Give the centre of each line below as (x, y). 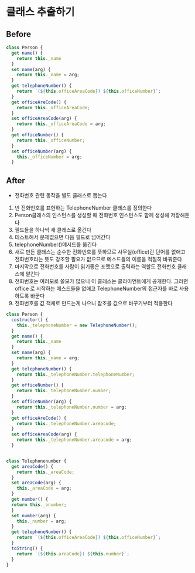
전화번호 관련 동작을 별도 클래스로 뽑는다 (61, 196)
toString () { (27, 548)
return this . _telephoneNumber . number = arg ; (72, 407)
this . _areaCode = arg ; (44, 488)
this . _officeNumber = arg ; (49, 157)
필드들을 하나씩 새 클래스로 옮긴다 (53, 230)
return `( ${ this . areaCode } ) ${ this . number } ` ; (73, 554)
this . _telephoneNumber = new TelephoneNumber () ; (77, 325)
